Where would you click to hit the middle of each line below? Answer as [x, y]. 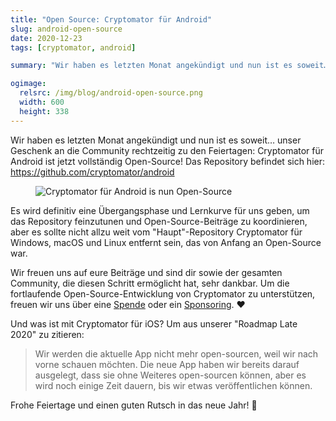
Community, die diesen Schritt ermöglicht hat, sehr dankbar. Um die [150, 283]
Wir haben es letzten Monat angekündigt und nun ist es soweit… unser [156, 140]
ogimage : [28, 84]
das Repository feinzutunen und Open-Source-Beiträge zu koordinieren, [159, 221]
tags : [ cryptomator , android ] [73, 47]
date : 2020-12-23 [46, 38]
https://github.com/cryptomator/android [92, 172]
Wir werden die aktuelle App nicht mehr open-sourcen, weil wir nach [176, 353]
